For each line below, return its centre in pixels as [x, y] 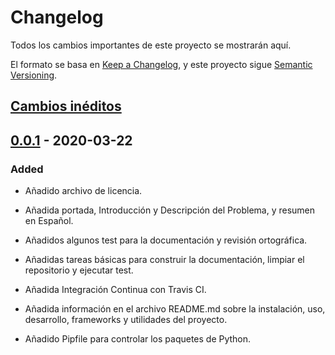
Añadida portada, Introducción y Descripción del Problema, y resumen [170, 210]
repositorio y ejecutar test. [79, 270]
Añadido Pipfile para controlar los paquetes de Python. [138, 339]
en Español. [49, 221]
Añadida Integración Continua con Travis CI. [115, 290]
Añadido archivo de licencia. [83, 191]
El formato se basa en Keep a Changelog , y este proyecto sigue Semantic [161, 64]
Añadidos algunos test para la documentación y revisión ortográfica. [166, 240]
